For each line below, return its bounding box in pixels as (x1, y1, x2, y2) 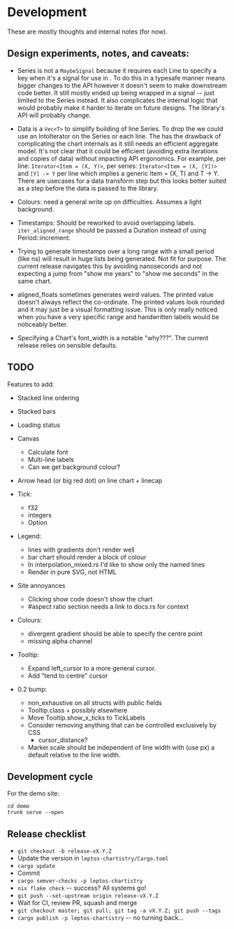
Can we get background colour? (27, 463, 121, 471)
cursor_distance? (38, 736, 88, 744)
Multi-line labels (27, 455, 75, 463)
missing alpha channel (27, 636, 93, 645)
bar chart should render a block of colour (27, 552, 147, 561)
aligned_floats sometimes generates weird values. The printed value (17, 290, 214, 298)
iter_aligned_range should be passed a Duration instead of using (17, 225, 207, 235)
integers (27, 510, 52, 519)
